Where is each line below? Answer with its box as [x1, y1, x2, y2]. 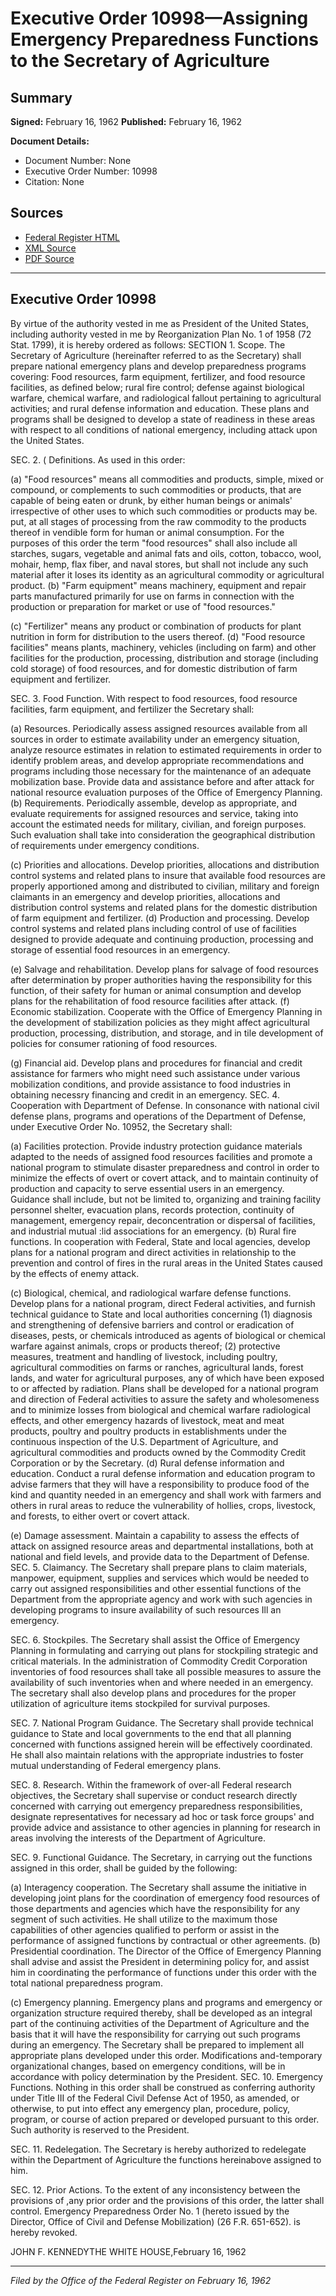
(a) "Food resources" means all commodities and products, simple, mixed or [10, 473, 324, 485]
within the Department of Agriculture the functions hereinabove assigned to [10, 2153, 322, 2166]
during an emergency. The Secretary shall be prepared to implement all [10, 2038, 305, 2051]
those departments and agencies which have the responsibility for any [10, 1902, 301, 1914]
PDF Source [24, 252, 75, 264]
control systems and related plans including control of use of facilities [10, 922, 297, 934]
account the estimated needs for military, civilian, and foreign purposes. [10, 818, 307, 830]
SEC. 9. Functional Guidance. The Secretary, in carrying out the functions [10, 1851, 313, 1863]
